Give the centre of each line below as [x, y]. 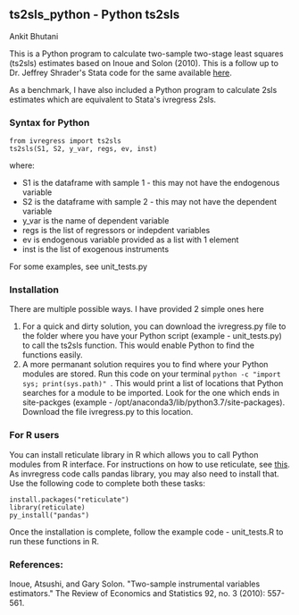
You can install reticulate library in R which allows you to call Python [134, 454]
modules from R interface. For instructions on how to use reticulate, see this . [149, 464]
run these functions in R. [54, 541]
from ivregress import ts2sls [66, 141]
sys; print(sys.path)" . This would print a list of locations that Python [153, 383]
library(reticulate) [48, 507]
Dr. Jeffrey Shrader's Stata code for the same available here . [120, 72]
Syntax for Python [50, 122]
